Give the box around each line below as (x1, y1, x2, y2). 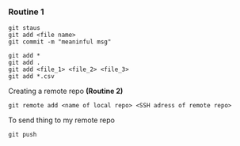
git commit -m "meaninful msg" (8, 38, 112, 46)
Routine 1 (8, 6, 45, 17)
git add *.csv (8, 73, 55, 80)
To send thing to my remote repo (8, 115, 115, 125)
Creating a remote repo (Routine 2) (8, 86, 124, 96)
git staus (8, 24, 41, 32)
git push (8, 131, 37, 139)
